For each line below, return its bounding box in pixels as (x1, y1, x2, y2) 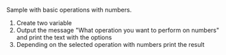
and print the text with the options (16, 33, 112, 41)
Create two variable (16, 19, 73, 26)
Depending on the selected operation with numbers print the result (16, 41, 205, 48)
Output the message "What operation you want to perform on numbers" (16, 26, 220, 34)
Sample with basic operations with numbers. (6, 6, 132, 14)
